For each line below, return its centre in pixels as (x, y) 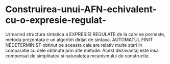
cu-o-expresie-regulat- (56, 20)
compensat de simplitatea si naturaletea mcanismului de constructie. (78, 56)
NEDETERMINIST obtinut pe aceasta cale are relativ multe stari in (74, 45)
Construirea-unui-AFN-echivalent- (81, 9)
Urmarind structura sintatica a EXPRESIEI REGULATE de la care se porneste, (85, 34)
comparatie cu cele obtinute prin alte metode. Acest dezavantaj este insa (82, 50)
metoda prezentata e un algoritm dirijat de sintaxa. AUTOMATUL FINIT (79, 40)
